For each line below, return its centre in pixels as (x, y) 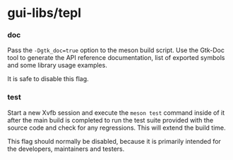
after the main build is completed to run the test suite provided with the (110, 120)
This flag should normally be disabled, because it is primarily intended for (114, 141)
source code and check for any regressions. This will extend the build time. (116, 128)
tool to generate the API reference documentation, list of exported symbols (116, 58)
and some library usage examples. (57, 66)
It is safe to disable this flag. (48, 79)
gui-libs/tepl (44, 13)
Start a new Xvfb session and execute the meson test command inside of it (116, 112)
